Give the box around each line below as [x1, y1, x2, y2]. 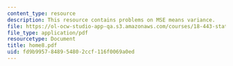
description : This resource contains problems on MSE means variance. [7, 16, 216, 23]
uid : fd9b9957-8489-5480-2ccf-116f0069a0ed [7, 49, 135, 56]
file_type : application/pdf [7, 29, 89, 36]
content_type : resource [7, 10, 76, 17]
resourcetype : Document [7, 36, 76, 43]
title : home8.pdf [7, 42, 58, 49]
